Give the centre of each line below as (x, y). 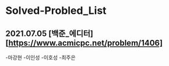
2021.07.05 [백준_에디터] (50, 33)
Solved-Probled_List (56, 11)
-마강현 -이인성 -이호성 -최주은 (41, 57)
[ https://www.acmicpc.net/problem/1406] (84, 43)
